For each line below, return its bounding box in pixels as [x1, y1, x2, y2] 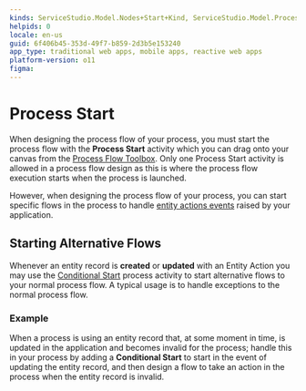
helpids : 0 [9, 22, 51, 31]
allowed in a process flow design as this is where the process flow [9, 162, 258, 173]
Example [9, 312, 49, 324]
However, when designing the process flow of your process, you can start [9, 190, 287, 201]
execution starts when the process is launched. [9, 172, 187, 183]
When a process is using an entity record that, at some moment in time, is [9, 332, 286, 343]
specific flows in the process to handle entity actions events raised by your [9, 200, 291, 211]
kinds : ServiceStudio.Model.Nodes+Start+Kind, [9, 13, 189, 23]
